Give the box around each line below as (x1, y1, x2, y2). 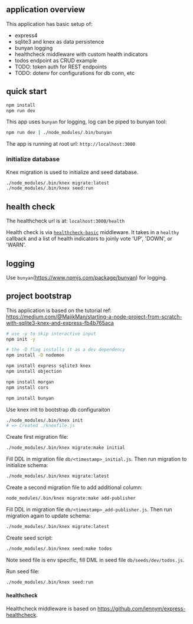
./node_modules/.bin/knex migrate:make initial (6, 445, 126, 451)
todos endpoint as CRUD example (14, 57, 97, 64)
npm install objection (6, 369, 62, 375)
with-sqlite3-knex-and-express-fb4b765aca (6, 319, 114, 326)
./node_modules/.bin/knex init (6, 417, 83, 423)
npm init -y (6, 336, 35, 342)
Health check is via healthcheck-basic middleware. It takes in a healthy (6, 229, 179, 236)
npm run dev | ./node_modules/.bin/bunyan (6, 130, 112, 136)
